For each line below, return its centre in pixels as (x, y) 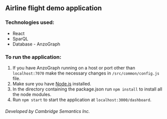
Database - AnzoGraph (36, 44)
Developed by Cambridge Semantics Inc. (48, 111)
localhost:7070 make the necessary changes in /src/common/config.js (86, 73)
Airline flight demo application (53, 8)
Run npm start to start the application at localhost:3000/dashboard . (82, 99)
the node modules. (32, 94)
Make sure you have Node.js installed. (52, 83)
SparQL (20, 38)
